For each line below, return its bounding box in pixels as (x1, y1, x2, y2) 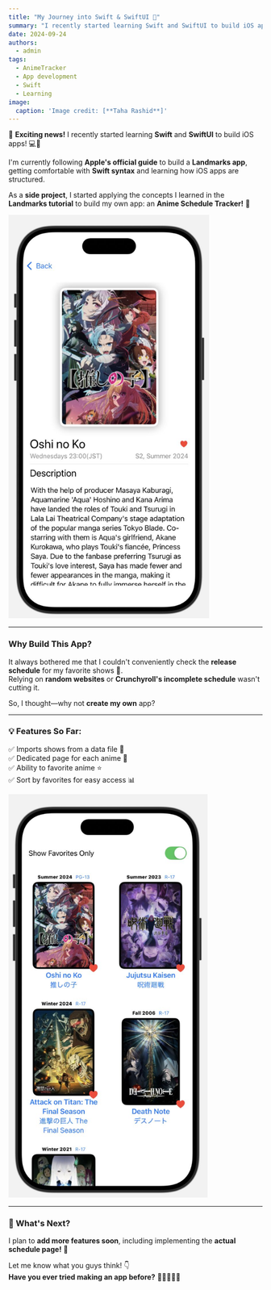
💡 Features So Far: (8, 726, 82, 737)
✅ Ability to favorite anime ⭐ (8, 762, 102, 772)
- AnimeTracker (15, 65, 67, 73)
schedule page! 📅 (8, 1245, 69, 1255)
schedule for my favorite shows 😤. (8, 666, 123, 675)
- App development (15, 73, 78, 81)
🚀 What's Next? (8, 1217, 71, 1229)
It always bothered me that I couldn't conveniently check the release (8, 657, 237, 666)
